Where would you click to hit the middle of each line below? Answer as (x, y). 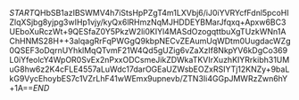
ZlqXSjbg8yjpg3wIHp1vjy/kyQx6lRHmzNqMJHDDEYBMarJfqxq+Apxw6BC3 (148, 22)
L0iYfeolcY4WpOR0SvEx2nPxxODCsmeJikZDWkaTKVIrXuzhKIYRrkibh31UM (149, 60)
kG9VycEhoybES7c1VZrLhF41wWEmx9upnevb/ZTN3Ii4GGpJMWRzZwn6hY (149, 78)
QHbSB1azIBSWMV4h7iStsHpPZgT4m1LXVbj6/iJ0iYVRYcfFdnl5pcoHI (162, 13)
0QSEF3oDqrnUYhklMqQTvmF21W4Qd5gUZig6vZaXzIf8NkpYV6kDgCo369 (149, 50)
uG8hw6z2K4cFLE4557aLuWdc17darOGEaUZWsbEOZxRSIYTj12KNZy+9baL (149, 69)
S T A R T (22, 13)
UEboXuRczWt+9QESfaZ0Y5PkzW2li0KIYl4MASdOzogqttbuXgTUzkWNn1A (148, 31)
